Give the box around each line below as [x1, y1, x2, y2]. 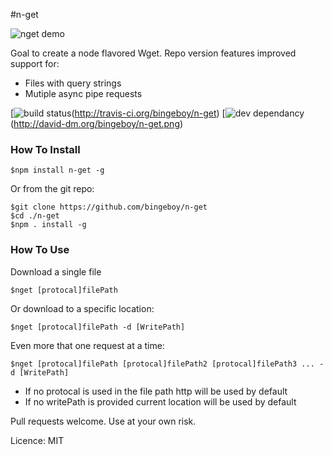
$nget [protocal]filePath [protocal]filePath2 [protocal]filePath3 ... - [10, 359, 325, 369]
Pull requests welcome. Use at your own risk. [10, 415, 197, 427]
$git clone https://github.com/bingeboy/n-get [10, 202, 208, 213]
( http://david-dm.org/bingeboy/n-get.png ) [10, 118, 184, 129]
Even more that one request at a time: [10, 339, 165, 351]
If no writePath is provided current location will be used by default [24, 395, 297, 408]
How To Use [10, 243, 70, 257]
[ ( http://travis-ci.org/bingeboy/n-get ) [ [10, 107, 226, 119]
